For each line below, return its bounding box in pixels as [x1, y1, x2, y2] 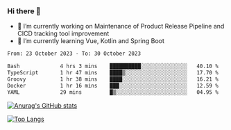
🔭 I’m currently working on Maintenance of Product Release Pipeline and [17, 22, 225, 31]
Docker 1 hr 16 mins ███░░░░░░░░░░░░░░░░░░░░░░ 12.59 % [7, 82, 219, 89]
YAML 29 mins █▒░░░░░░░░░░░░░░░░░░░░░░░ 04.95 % [7, 88, 219, 96]
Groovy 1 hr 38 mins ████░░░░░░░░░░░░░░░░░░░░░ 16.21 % [7, 76, 219, 83]
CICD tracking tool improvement [17, 29, 110, 38]
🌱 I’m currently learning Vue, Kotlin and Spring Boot [17, 37, 165, 45]
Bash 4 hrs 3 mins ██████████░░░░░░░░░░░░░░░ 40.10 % [7, 63, 219, 70]
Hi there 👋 [7, 6, 42, 16]
